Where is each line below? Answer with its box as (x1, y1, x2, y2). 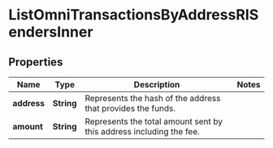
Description (133, 79, 180, 90)
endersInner (8, 23, 93, 41)
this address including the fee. (84, 126, 201, 137)
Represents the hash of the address (84, 93, 221, 104)
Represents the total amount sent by (84, 116, 223, 127)
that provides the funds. (84, 103, 176, 114)
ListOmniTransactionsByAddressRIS (8, 6, 259, 24)
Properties (8, 55, 63, 69)
